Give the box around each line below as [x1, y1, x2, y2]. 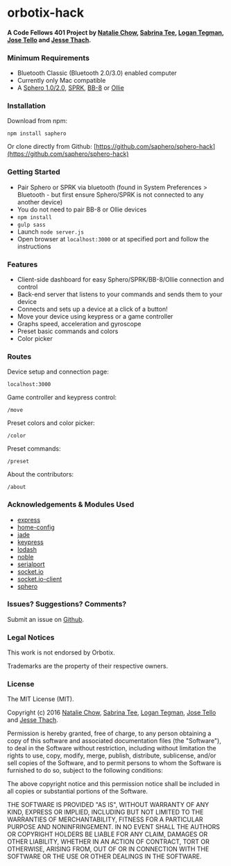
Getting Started [7, 167, 60, 177]
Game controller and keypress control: [7, 393, 117, 401]
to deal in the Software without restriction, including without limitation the [7, 744, 216, 753]
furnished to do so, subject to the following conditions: [7, 767, 163, 775]
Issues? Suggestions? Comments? [7, 600, 127, 609]
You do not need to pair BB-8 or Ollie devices [17, 205, 147, 214]
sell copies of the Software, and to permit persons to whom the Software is [7, 759, 222, 767]
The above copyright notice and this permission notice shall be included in [7, 780, 220, 788]
